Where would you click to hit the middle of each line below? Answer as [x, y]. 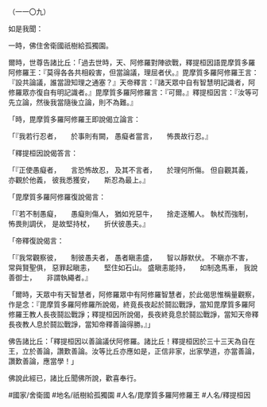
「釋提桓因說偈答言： [43, 153]
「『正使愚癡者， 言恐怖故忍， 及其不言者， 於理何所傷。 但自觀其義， [128, 170]
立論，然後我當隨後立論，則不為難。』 [76, 102]
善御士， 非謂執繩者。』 [50, 278]
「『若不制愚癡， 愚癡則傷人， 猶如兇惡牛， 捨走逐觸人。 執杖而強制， [128, 214]
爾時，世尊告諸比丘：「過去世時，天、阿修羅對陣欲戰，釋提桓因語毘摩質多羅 [132, 63]
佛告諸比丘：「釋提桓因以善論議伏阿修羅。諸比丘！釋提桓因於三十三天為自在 [132, 341]
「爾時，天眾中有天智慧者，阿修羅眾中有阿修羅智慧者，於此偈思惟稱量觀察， [133, 294]
